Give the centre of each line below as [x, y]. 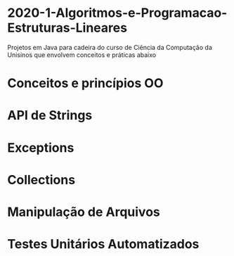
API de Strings [50, 116]
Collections [41, 180]
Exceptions [41, 147]
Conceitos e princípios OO [85, 83]
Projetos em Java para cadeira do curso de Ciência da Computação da [110, 47]
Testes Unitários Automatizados [103, 244]
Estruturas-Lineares [67, 28]
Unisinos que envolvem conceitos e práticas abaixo [82, 55]
